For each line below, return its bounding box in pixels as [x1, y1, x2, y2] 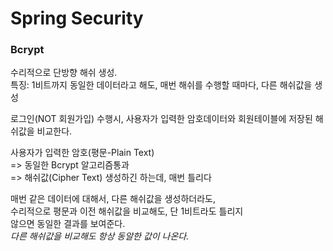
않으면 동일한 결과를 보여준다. [10, 218, 126, 230]
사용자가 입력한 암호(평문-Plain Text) [10, 147, 155, 159]
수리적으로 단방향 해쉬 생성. [10, 67, 118, 79]
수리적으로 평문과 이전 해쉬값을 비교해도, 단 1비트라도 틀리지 [10, 205, 244, 217]
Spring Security [10, 7, 144, 30]
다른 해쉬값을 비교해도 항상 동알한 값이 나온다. [10, 230, 190, 242]
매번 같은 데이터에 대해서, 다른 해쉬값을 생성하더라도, [10, 193, 216, 205]
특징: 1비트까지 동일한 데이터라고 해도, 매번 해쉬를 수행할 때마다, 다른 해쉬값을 [10, 79, 313, 91]
